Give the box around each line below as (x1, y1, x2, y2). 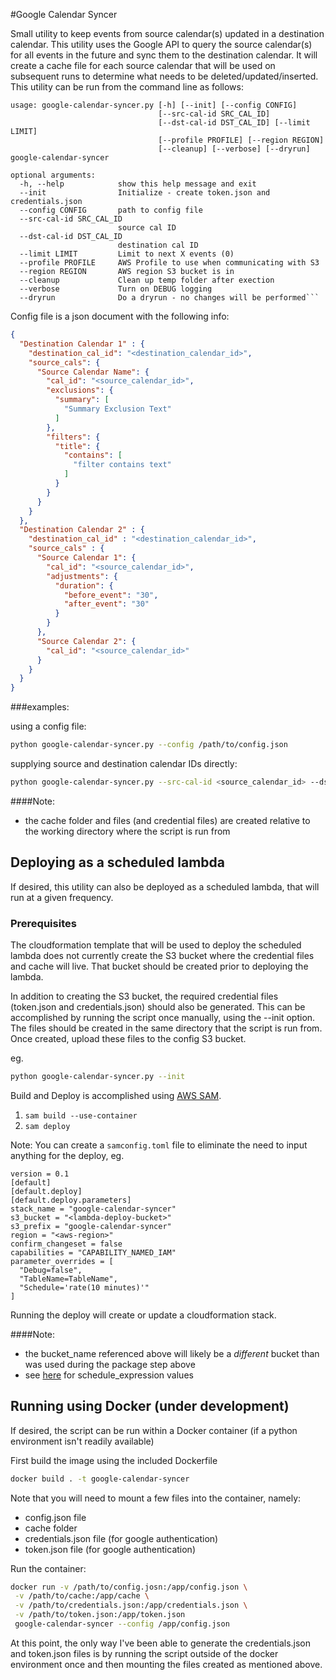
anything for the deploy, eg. (10, 1149, 125, 1161)
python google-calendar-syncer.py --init (10, 1071, 186, 1081)
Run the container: (10, 1562, 87, 1574)
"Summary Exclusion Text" (63, 404, 172, 414)
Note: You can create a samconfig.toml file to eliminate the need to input (10, 1139, 308, 1151)
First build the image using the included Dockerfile (10, 1454, 218, 1466)
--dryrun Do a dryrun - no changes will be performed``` (19, 293, 320, 303)
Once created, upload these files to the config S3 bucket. (10, 1032, 247, 1044)
